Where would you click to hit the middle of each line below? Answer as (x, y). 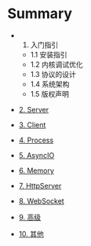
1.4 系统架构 (50, 84)
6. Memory (36, 171)
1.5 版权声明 (50, 94)
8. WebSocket (41, 200)
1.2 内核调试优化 (56, 64)
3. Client (32, 125)
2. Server (33, 109)
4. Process (36, 140)
